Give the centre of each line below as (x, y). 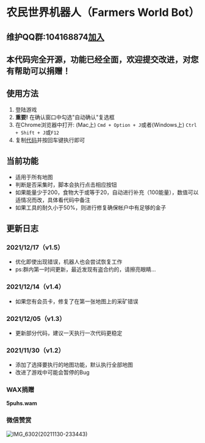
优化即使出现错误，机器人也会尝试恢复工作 (69, 262)
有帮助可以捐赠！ (38, 71)
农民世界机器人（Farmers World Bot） (103, 13)
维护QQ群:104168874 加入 (56, 37)
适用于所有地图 (34, 177)
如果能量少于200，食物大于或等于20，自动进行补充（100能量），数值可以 (107, 192)
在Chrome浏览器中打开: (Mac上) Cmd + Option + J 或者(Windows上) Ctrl (106, 124)
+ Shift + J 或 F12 (37, 132)
